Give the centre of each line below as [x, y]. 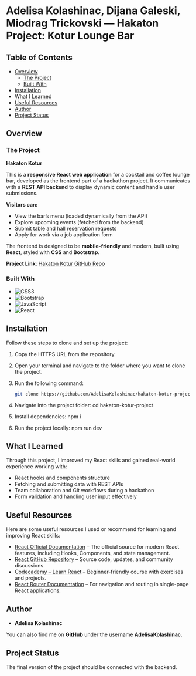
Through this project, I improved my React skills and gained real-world [91, 460]
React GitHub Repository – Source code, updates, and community [94, 559]
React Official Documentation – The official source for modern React [97, 547]
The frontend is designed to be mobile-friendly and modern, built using [93, 246]
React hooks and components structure [62, 478]
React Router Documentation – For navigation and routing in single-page [102, 584]
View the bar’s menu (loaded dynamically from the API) [81, 216]
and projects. [30, 578]
